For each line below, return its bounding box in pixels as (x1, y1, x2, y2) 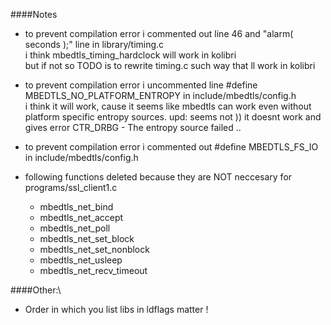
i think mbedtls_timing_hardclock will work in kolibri (24, 49, 237, 61)
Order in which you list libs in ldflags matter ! (24, 304, 209, 315)
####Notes (10, 9, 58, 20)
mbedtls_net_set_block (39, 233, 135, 244)
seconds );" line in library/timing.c (24, 39, 165, 50)
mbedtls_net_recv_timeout (39, 265, 148, 276)
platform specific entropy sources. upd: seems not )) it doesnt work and (24, 111, 322, 123)
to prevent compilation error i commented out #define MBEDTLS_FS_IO (24, 141, 319, 153)
